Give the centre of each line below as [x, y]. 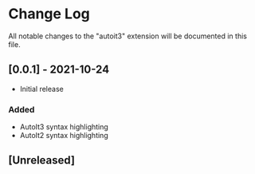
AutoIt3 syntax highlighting [64, 127]
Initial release [41, 89]
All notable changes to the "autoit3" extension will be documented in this [127, 36]
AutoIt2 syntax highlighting [64, 136]
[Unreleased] [42, 160]
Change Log [49, 14]
